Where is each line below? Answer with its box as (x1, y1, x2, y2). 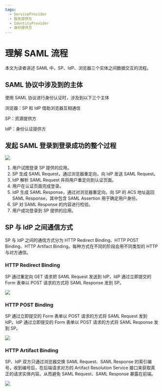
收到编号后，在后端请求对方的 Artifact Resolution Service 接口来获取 (13, 365, 151, 371)
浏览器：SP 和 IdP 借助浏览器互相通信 (5, 105, 81, 111)
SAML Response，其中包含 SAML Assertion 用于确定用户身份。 (12, 195, 140, 201)
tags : (5, 7, 16, 12)
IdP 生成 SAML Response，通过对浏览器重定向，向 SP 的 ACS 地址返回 (12, 189, 155, 195)
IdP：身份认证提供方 (5, 126, 46, 132)
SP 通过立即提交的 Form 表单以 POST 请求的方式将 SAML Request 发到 (5, 313, 148, 319)
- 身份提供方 (9, 25, 33, 30)
